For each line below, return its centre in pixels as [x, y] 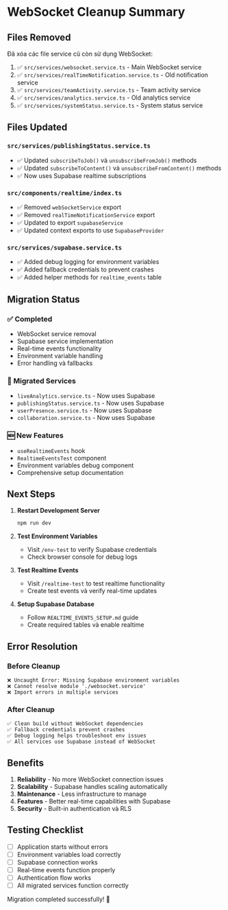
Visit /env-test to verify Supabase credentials [92, 550]
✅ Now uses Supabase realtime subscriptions [81, 175]
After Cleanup [31, 709]
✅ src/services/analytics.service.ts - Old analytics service [104, 98]
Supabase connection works [57, 862]
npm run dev [34, 523]
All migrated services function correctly [73, 886]
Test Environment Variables [57, 536]
